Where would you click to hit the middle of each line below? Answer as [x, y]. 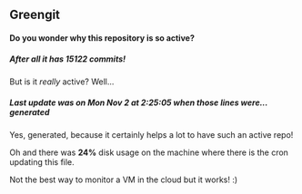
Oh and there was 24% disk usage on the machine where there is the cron [149, 152]
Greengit [35, 15]
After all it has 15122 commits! [67, 59]
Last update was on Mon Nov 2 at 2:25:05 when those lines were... [139, 102]
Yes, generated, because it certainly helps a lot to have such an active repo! [151, 134]
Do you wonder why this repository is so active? [102, 38]
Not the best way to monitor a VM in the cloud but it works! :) [124, 179]
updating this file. [42, 161]
